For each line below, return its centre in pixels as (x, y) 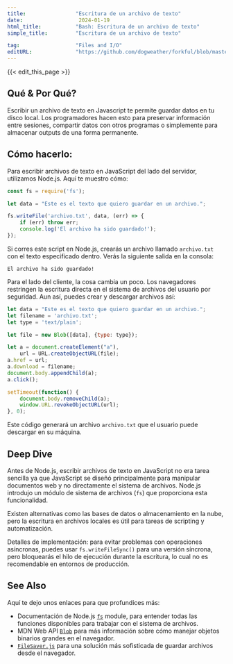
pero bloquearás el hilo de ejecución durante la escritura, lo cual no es (108, 556)
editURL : (20, 52)
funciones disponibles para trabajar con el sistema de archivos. (108, 623)
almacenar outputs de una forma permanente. (73, 132)
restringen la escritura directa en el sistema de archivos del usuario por (109, 289)
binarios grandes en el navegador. (66, 638)
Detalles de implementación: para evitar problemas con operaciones (105, 542)
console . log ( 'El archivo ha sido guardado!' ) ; (88, 229)
